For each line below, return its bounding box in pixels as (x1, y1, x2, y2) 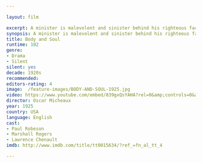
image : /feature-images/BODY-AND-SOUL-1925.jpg (6, 87, 130, 93)
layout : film (6, 14, 39, 20)
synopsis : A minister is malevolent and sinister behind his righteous (6, 31, 189, 37)
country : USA (6, 109, 39, 115)
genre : (6, 48, 23, 54)
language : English (6, 114, 52, 120)
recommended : (6, 75, 39, 81)
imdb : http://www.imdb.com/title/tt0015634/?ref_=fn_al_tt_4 (6, 143, 163, 149)
